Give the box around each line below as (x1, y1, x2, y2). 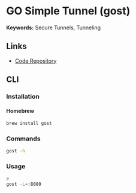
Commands (6, 134, 41, 143)
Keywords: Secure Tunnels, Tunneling (6, 24, 101, 31)
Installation (6, 93, 40, 101)
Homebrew (6, 107, 35, 114)
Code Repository (14, 57, 57, 64)
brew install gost (6, 121, 52, 127)
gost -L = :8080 (6, 181, 42, 188)
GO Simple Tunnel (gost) (6, 4, 131, 18)
